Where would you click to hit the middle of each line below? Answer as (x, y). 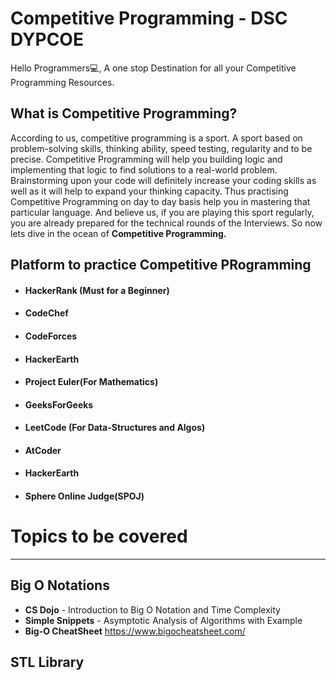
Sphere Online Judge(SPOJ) (84, 496)
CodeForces (51, 336)
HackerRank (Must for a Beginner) (97, 290)
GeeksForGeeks (59, 404)
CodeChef (46, 313)
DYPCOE (47, 39)
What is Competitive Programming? (124, 113)
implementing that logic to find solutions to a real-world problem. (144, 169)
